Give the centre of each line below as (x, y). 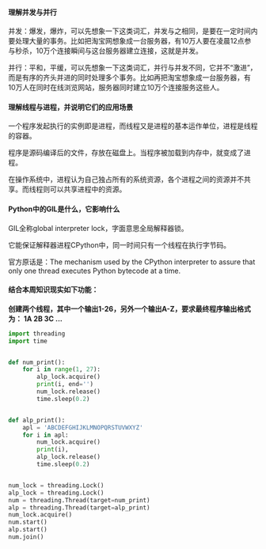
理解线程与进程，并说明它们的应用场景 (70, 107)
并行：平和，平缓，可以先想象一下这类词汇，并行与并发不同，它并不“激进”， (133, 68)
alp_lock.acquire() (69, 377)
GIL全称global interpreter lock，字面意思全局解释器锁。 (98, 228)
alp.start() (28, 530)
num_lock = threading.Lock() (56, 485)
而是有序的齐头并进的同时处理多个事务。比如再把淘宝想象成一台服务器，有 (129, 78)
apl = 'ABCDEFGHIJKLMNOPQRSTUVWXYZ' (83, 427)
